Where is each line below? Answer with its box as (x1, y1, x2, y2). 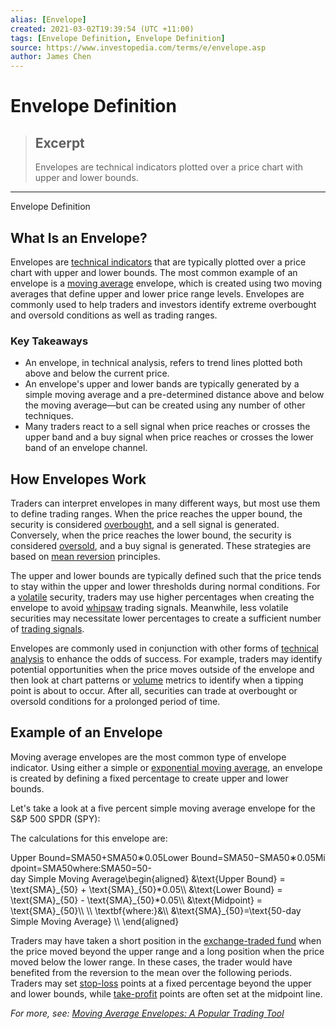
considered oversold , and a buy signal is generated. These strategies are (10, 540, 312, 552)
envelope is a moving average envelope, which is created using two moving (10, 277, 323, 289)
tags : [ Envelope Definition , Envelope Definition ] (10, 33, 226, 43)
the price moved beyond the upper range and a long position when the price (10, 945, 325, 957)
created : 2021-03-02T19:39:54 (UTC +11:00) (10, 24, 195, 34)
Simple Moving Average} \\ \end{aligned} (10, 915, 180, 927)
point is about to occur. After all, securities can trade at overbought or (10, 685, 298, 697)
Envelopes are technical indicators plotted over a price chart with (34, 161, 304, 173)
